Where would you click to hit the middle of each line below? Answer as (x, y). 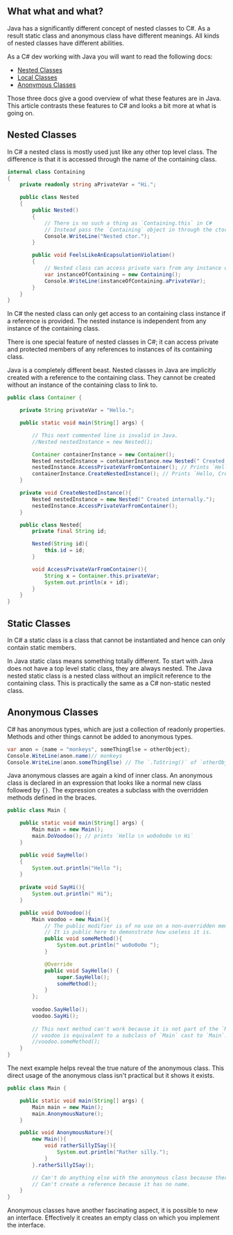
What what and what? (55, 11)
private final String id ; (70, 532)
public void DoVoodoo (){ (55, 913)
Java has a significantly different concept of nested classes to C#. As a (109, 28)
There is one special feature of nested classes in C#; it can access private (113, 342)
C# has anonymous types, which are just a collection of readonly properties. (116, 729)
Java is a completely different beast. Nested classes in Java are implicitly (112, 370)
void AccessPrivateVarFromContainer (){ (90, 569)
